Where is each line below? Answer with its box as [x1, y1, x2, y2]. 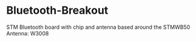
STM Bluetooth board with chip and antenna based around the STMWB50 [6, 23, 191, 31]
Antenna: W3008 [6, 29, 49, 37]
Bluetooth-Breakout [6, 4, 109, 17]
